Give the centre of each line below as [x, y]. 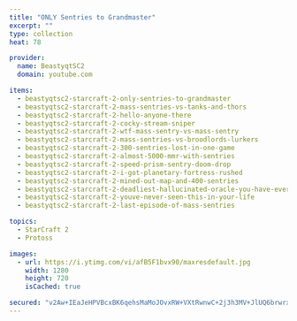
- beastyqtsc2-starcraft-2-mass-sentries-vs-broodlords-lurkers [138, 140]
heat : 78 [25, 42]
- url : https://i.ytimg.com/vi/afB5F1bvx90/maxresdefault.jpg [134, 262]
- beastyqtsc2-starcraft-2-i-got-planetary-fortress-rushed [130, 172]
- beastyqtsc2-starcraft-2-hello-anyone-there [104, 115]
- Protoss [35, 238]
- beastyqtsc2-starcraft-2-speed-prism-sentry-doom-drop [124, 164]
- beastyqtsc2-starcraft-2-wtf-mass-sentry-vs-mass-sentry [128, 132]
